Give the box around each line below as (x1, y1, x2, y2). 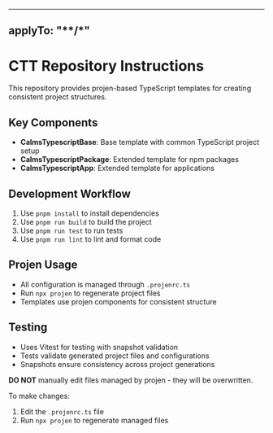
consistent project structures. (8, 92, 107, 102)
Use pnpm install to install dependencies (19, 208, 160, 218)
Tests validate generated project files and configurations (19, 351, 210, 361)
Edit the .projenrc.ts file (19, 406, 104, 416)
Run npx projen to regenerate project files (19, 288, 161, 298)
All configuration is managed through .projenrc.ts (19, 279, 191, 289)
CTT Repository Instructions (8, 56, 205, 75)
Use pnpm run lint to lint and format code (19, 234, 162, 244)
